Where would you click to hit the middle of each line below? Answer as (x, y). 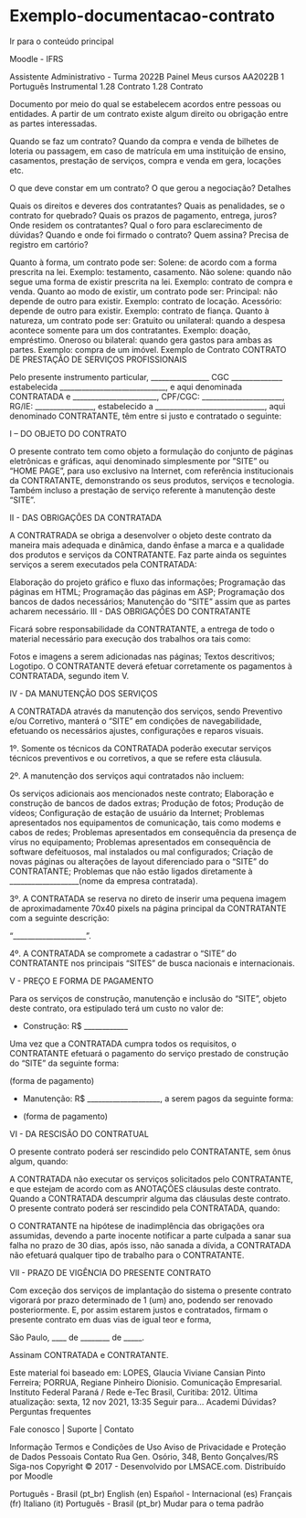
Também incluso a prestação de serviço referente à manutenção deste (142, 490)
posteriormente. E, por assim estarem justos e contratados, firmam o (139, 1310)
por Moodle (31, 1476)
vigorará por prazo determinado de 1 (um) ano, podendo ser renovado (142, 1300)
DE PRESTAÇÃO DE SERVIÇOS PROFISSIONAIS (98, 359)
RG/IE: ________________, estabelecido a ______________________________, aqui (148, 406)
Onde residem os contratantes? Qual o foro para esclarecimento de (136, 225)
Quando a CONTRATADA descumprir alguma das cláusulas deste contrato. (150, 1198)
